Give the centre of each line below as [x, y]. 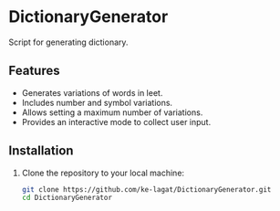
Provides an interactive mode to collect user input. [116, 121]
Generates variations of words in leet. [92, 92]
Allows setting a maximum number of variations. [112, 112]
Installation [41, 151]
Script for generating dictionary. [68, 42]
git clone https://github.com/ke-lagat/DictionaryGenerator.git [146, 189]
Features [34, 71]
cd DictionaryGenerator [67, 198]
